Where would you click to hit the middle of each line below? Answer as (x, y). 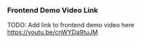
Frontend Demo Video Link (53, 10)
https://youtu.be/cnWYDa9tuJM (53, 32)
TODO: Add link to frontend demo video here (71, 25)
